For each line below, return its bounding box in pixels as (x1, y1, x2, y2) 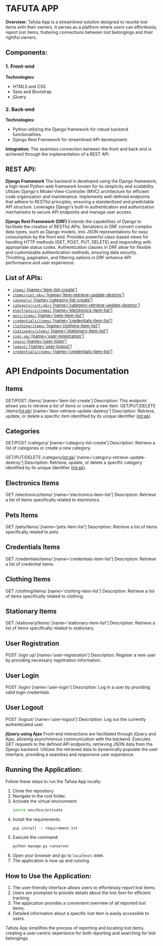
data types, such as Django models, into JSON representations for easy (5, 228, 148, 234)
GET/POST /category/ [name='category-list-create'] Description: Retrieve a (5, 440, 155, 446)
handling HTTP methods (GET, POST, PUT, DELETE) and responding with (5, 239, 151, 245)
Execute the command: (12, 834, 59, 840)
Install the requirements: (12, 816, 61, 822)
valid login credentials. (5, 689, 50, 695)
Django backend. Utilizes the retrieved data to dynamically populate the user (5, 746, 158, 752)
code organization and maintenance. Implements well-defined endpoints (5, 194, 150, 199)
